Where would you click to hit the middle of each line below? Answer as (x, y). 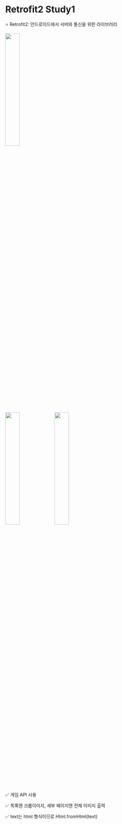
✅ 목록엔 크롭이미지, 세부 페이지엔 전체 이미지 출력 (55, 806)
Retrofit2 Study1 (40, 9)
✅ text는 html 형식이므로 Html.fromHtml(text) (51, 816)
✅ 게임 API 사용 (21, 794)
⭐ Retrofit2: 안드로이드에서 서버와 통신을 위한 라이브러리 (61, 24)
